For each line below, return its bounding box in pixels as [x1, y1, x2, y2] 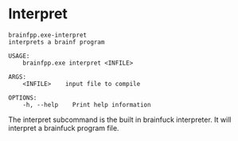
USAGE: [8, 52, 30, 60]
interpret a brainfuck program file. [8, 123, 119, 132]
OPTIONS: [8, 93, 37, 102]
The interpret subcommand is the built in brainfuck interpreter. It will [8, 115, 232, 124]
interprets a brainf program [8, 37, 105, 46]
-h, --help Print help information [22, 100, 151, 108]
